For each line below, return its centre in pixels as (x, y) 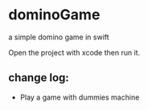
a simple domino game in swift (59, 37)
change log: (39, 78)
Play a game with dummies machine (80, 97)
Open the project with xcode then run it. (74, 52)
